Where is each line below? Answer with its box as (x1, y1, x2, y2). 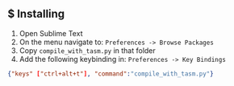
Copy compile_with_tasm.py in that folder (19, 45, 157, 55)
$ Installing (7, 7, 65, 21)
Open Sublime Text (19, 28, 83, 38)
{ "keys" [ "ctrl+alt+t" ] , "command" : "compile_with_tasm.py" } (7, 69, 215, 78)
